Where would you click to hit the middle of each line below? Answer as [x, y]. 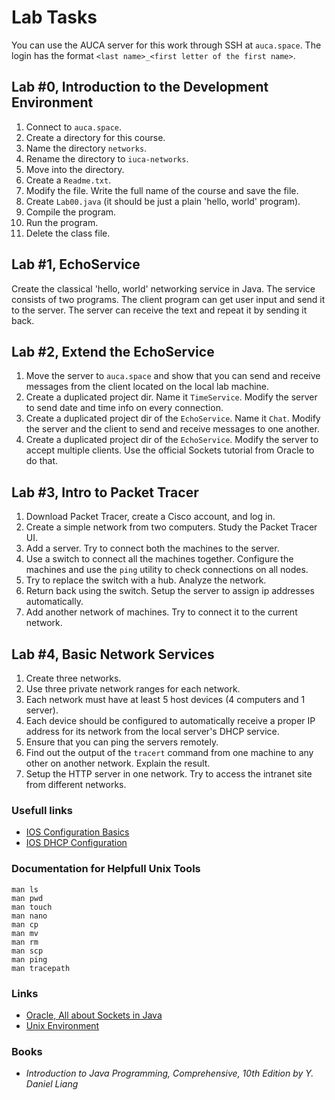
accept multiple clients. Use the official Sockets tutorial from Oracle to [170, 450]
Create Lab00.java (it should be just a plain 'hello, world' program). [163, 201]
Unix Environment [62, 1025]
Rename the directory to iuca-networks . [107, 158]
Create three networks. [73, 678]
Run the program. [62, 222]
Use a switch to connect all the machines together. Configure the [159, 559]
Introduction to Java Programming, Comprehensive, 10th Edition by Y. [169, 1073]
